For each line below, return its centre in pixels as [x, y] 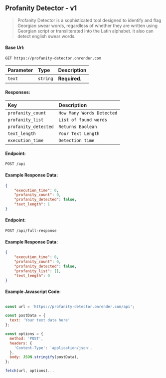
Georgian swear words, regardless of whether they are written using [87, 25]
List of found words [83, 120]
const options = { [24, 334]
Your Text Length [79, 134]
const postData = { [25, 315]
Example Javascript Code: [33, 291]
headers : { [21, 343]
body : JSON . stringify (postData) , [44, 357]
